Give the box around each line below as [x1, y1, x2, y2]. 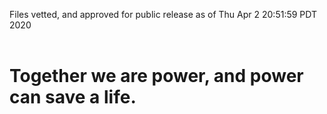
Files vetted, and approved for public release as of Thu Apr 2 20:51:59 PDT [9, 9, 318, 20]
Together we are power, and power [9, 65, 304, 88]
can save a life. [9, 86, 137, 109]
